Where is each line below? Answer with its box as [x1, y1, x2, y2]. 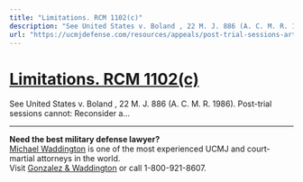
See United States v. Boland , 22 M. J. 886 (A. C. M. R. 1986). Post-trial [9, 98, 272, 109]
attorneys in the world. [36, 153, 121, 164]
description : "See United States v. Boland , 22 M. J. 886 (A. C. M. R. [9, 22, 289, 31]
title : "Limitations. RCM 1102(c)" [9, 13, 143, 23]
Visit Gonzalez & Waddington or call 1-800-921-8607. [9, 163, 207, 174]
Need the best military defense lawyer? [9, 134, 161, 145]
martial [9, 153, 35, 164]
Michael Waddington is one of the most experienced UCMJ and [9, 143, 245, 154]
